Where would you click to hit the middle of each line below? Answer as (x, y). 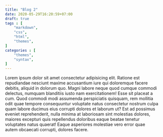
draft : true (17, 19)
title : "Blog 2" (21, 10)
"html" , (21, 37)
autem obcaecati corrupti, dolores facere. (47, 130)
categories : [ (20, 50)
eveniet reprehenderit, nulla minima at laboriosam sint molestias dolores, (78, 114)
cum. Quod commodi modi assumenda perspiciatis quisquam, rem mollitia (79, 98)
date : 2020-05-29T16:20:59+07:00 (39, 14)
